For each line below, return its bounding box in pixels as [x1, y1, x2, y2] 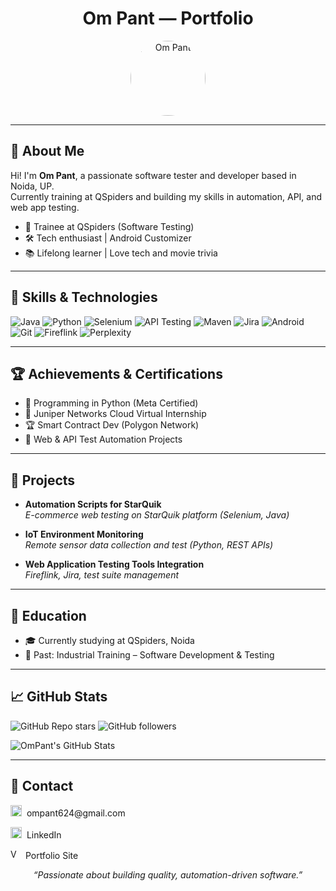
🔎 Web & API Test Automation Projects [24, 433, 183, 446]
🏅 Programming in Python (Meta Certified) [24, 397, 199, 409]
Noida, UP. [10, 180, 55, 192]
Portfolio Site [24, 849, 79, 861]
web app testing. [10, 201, 80, 213]
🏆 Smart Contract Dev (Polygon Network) [24, 419, 200, 431]
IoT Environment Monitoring [24, 528, 144, 541]
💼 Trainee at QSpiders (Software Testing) [24, 220, 195, 232]
